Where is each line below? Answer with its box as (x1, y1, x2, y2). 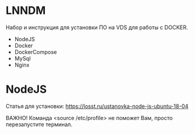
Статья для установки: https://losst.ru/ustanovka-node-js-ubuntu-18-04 (5, 102, 189, 110)
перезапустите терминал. (5, 121, 73, 128)
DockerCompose (14, 48, 57, 55)
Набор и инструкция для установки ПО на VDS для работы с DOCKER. (5, 24, 188, 31)
